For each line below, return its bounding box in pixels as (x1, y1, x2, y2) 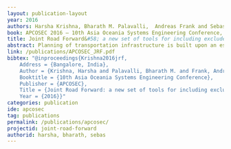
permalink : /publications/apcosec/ (7, 118, 109, 126)
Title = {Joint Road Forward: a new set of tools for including (19, 87, 208, 93)
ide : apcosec (7, 106, 45, 113)
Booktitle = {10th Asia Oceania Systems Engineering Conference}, (19, 73, 214, 81)
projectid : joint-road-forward (7, 125, 97, 132)
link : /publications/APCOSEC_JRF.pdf (7, 49, 115, 56)
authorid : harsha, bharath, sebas (7, 131, 107, 138)
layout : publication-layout (7, 10, 88, 17)
